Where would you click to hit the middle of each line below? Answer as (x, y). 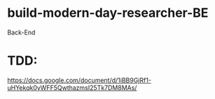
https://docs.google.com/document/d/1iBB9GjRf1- (79, 80)
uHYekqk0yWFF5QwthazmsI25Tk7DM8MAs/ (72, 87)
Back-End (21, 32)
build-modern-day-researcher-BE (108, 13)
